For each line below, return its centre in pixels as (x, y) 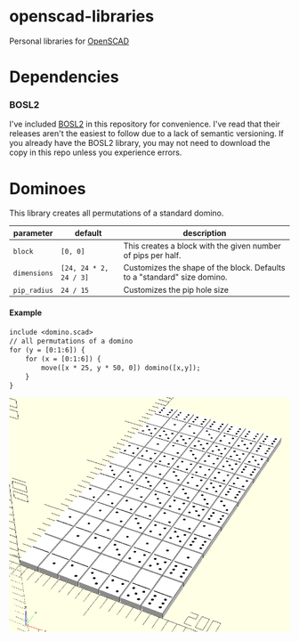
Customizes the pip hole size (176, 289)
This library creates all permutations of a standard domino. (117, 213)
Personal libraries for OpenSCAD (69, 41)
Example (26, 312)
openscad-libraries (81, 16)
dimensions (33, 273)
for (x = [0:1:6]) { (63, 359)
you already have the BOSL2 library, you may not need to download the (140, 143)
